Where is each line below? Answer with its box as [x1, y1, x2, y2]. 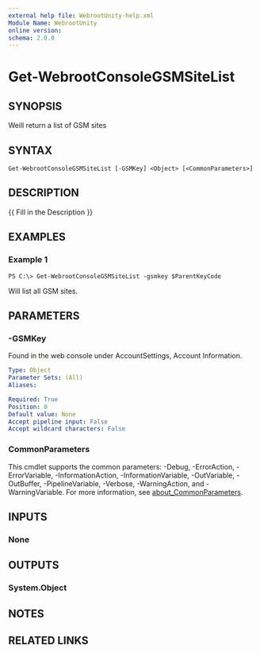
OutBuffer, [8, 478, 42, 489]
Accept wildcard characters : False [8, 425, 126, 433]
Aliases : [8, 381, 37, 389]
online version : [8, 26, 62, 34]
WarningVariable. [8, 487, 65, 497]
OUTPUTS [8, 558, 59, 572]
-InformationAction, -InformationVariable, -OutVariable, [55, 470, 235, 480]
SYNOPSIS [8, 99, 63, 113]
